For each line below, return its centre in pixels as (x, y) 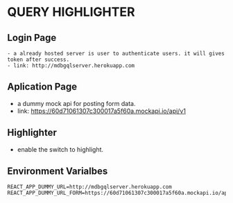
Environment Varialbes (58, 171)
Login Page (32, 38)
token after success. (38, 60)
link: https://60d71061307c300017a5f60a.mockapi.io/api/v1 (101, 111)
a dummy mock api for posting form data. (76, 103)
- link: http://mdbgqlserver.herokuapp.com (71, 66)
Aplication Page (42, 87)
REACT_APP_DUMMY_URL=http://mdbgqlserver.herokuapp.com (89, 187)
